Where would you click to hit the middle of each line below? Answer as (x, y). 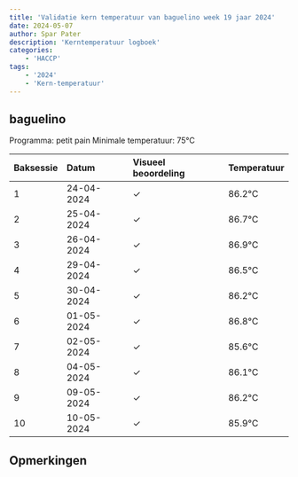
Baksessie (36, 168)
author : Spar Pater (45, 34)
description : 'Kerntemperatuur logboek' (85, 42)
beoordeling (159, 174)
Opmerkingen (48, 461)
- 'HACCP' (43, 59)
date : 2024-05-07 (41, 26)
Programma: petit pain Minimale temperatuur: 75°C (102, 141)
